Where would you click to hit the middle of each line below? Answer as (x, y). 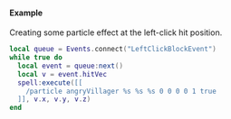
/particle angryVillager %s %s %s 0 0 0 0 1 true (121, 91)
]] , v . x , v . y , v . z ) (54, 99)
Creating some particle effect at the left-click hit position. (116, 32)
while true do (36, 58)
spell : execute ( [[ (50, 82)
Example (26, 13)
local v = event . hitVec (62, 74)
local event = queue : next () (71, 66)
